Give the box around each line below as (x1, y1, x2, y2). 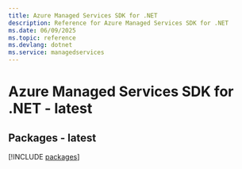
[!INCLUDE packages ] (8, 152, 80, 161)
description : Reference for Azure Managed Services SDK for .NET (8, 19, 229, 27)
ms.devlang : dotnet (8, 41, 73, 49)
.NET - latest (8, 100, 93, 117)
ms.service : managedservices (8, 48, 105, 56)
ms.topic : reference (8, 33, 77, 42)
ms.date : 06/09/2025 (8, 26, 77, 34)
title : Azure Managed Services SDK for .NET (8, 11, 158, 20)
